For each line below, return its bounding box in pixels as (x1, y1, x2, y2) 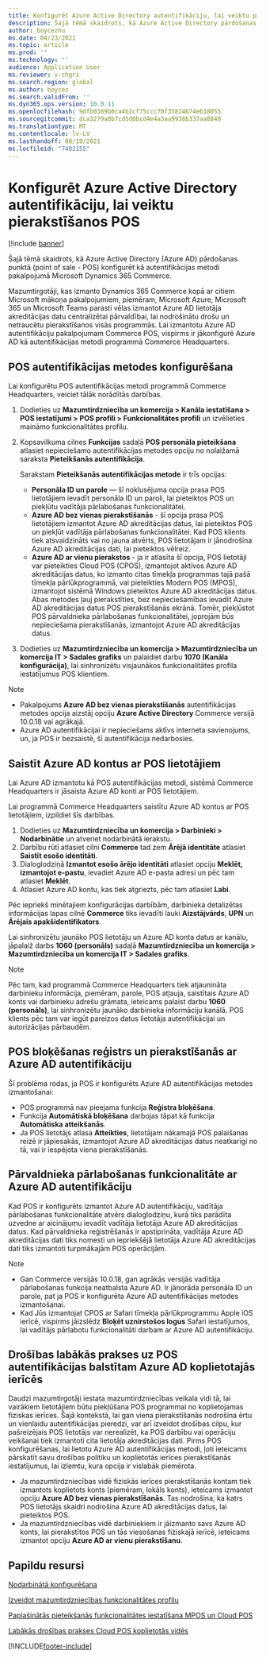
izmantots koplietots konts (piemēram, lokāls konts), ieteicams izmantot (19, 1485, 253, 1494)
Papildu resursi (8, 1559, 85, 1572)
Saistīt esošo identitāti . (19, 851, 98, 860)
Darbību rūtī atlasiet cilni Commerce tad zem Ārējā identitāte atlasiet (19, 842, 246, 852)
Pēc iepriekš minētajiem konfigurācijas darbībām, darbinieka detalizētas (8, 899, 243, 910)
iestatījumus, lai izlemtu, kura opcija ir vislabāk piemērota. (8, 1461, 196, 1471)
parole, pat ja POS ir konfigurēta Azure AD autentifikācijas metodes (19, 1291, 239, 1301)
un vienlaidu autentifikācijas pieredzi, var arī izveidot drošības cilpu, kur (8, 1419, 242, 1428)
